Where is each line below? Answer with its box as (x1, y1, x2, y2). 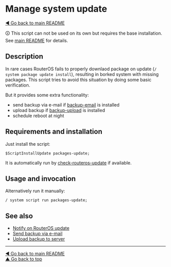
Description (5, 52, 43, 61)
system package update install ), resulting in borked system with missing (5, 71, 159, 77)
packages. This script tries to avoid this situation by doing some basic (5, 76, 152, 83)
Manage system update (5, 3, 107, 15)
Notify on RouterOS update (12, 225, 70, 231)
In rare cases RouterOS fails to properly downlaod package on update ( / (5, 66, 157, 72)
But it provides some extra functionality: (5, 92, 89, 98)
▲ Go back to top (5, 256, 42, 262)
